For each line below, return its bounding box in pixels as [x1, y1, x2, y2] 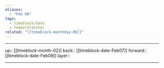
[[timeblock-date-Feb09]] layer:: [5, 53, 70, 58]
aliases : [5, 7, 23, 12]
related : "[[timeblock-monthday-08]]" [5, 30, 84, 34]
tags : [5, 16, 16, 21]
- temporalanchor [9, 25, 45, 30]
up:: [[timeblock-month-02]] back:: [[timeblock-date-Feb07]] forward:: [5, 48, 147, 53]
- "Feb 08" [9, 12, 32, 17]
